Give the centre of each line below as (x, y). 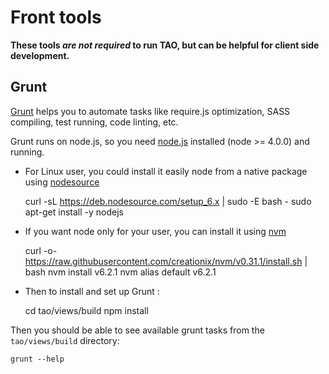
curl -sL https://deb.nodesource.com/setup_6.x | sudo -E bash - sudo (168, 201)
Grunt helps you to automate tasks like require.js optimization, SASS (150, 111)
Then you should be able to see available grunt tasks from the (137, 330)
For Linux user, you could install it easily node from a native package (166, 171)
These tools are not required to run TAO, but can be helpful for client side (165, 45)
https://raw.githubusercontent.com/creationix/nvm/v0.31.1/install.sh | (166, 261)
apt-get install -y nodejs (74, 212)
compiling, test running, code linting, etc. (94, 122)
